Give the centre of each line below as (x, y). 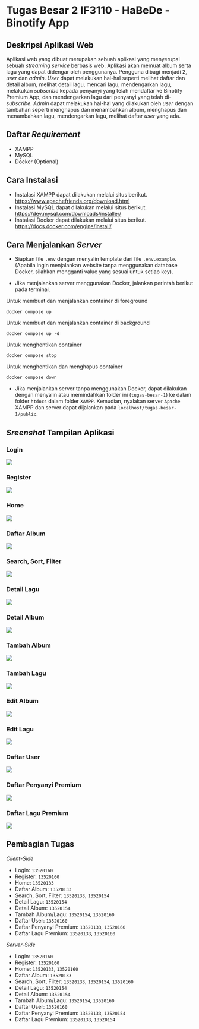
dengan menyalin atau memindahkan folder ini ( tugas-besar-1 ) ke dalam (103, 395)
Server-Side (21, 945)
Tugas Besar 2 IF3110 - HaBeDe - (88, 10)
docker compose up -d (33, 334)
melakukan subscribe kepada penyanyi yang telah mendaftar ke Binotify (94, 91)
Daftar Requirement (43, 135)
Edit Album (22, 701)
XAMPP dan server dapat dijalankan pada (66, 408)
